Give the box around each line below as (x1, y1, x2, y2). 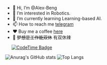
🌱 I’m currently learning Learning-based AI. (12, 16, 102, 21)
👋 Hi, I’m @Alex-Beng (12, 5, 57, 11)
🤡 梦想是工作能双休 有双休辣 (12, 34, 71, 40)
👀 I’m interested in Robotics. (12, 10, 71, 16)
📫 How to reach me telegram (12, 21, 74, 27)
